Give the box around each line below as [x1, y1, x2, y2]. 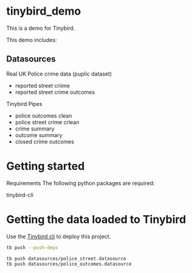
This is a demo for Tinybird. [6, 24, 75, 32]
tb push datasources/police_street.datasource [6, 255, 126, 261]
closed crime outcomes [15, 138, 75, 145]
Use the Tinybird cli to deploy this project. [6, 233, 111, 240]
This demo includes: [6, 36, 57, 43]
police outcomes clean [15, 112, 72, 119]
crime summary [15, 125, 55, 132]
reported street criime [15, 82, 70, 89]
